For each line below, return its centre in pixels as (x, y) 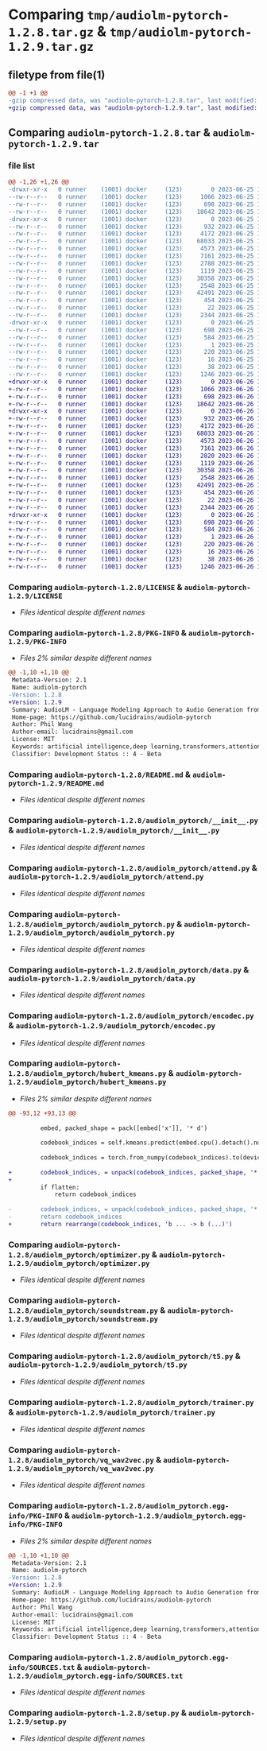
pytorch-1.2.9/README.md (56, 783)
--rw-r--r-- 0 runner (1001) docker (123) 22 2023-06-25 (131, 308)
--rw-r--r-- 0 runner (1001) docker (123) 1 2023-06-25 (131, 345)
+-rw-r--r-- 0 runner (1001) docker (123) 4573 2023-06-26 (131, 441)
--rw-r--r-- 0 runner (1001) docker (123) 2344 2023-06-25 (131, 316)
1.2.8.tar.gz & (58, 31)
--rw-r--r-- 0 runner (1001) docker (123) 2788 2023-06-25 (131, 263)
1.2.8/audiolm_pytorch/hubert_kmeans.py (87, 1074)
